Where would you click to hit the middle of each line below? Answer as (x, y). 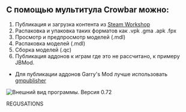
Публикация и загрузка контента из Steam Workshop (82, 24)
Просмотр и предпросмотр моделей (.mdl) (70, 37)
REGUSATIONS (25, 104)
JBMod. (25, 62)
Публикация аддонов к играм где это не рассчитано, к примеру (97, 56)
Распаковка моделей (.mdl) (50, 43)
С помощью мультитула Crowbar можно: (88, 10)
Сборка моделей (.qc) (43, 50)
